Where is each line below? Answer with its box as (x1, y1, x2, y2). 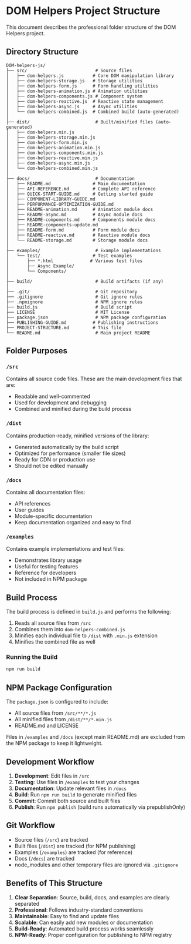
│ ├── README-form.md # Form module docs (6, 227, 141, 233)
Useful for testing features (14, 563, 79, 570)
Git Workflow (6, 821, 56, 831)
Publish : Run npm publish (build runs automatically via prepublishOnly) (14, 804, 186, 811)
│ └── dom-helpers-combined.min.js (6, 165, 98, 171)
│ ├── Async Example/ (6, 263, 75, 269)
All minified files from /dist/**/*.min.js (14, 716, 112, 723)
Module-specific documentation (14, 513, 93, 520)
